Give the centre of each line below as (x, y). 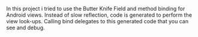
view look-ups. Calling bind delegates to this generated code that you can (97, 21)
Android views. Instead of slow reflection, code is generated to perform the (99, 15)
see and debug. (25, 27)
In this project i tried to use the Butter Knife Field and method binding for (96, 9)
